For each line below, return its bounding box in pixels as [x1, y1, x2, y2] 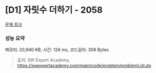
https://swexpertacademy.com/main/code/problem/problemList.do [17, 63, 152, 69]
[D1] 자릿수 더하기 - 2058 [5, 4, 103, 16]
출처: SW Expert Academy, [17, 57, 70, 63]
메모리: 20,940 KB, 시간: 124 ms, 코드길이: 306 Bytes [5, 47, 109, 53]
